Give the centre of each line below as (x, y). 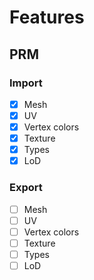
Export (26, 188)
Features (47, 17)
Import (26, 83)
